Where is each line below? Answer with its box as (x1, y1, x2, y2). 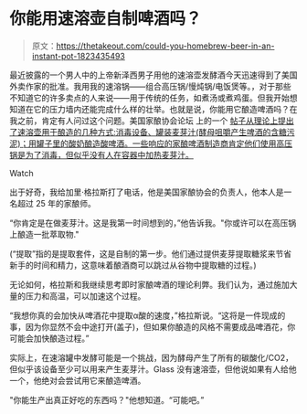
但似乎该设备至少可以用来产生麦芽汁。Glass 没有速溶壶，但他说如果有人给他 (9, 363, 297, 375)
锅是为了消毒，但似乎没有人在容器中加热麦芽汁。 (9, 149, 194, 160)
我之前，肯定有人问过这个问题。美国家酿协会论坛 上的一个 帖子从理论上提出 (9, 115, 294, 126)
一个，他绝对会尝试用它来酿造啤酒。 (9, 375, 146, 386)
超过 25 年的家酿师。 (16, 197, 96, 208)
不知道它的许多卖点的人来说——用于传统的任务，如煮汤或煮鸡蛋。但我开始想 (9, 92, 298, 103)
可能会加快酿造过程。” (9, 333, 90, 344)
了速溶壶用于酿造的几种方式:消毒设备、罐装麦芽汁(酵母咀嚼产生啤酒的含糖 (9, 126, 288, 137)
